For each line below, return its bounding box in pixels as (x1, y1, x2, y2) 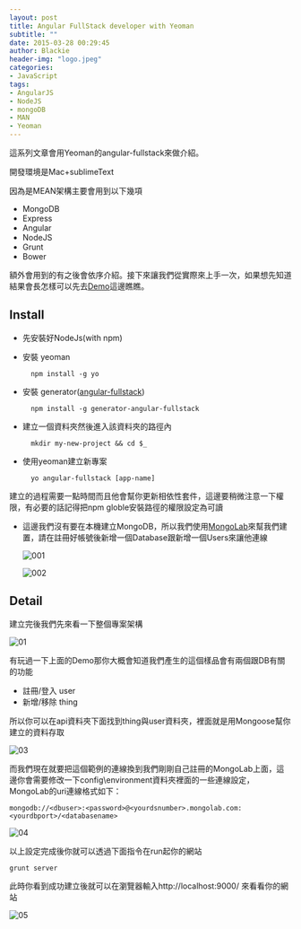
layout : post (9, 13, 58, 22)
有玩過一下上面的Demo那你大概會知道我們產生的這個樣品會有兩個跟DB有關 (9, 654, 286, 665)
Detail (9, 593, 43, 609)
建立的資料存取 (9, 726, 64, 737)
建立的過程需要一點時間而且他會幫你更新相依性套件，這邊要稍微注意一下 (9, 490, 276, 501)
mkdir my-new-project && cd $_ (30, 439, 148, 448)
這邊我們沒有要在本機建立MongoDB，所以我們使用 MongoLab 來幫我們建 (21, 521, 288, 531)
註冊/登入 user (21, 685, 76, 696)
